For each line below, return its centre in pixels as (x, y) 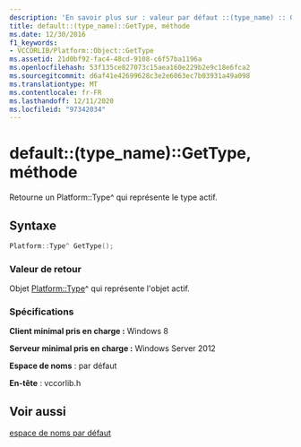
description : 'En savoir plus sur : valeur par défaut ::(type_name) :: (148, 17)
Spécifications (42, 312)
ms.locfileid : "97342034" (57, 109)
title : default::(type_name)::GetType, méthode (100, 26)
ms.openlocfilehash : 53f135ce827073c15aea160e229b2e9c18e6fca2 (130, 68)
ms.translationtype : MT (54, 84)
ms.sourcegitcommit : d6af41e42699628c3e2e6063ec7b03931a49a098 (130, 76)
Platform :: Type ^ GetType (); (62, 246)
